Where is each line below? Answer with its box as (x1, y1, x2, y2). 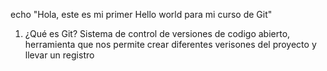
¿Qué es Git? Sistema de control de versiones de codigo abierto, (24, 28, 291, 39)
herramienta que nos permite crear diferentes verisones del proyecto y (24, 39, 317, 50)
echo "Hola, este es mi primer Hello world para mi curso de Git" (10, 9, 273, 20)
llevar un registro (24, 49, 95, 61)
